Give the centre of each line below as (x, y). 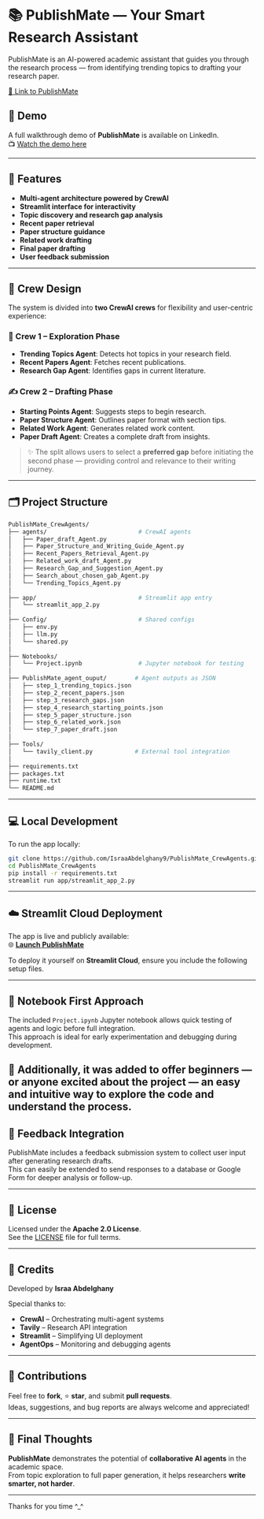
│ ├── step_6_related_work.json (65, 722)
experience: (27, 316)
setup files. (26, 969)
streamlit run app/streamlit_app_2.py (71, 880)
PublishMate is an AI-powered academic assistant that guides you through (128, 59)
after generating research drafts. (61, 1161)
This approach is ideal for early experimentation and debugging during (123, 1037)
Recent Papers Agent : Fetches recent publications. (103, 362)
